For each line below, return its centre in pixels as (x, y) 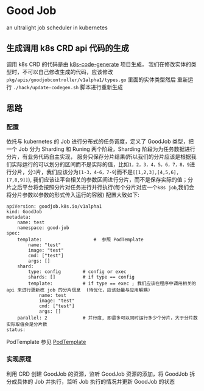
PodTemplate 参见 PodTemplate (46, 342)
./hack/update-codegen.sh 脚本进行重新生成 (68, 87)
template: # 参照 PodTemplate (81, 240)
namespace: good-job (43, 228)
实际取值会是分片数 (27, 324)
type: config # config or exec (77, 272)
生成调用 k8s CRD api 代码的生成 (68, 49)
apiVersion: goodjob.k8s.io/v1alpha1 (54, 206)
